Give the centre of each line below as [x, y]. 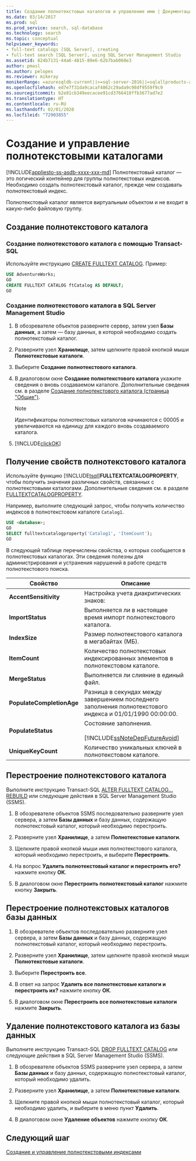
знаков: [95, 600]
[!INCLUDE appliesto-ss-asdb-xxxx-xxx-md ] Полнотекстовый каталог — [94, 173]
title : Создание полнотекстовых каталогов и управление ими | [83, 11]
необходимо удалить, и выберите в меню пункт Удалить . [87, 1108]
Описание [135, 583]
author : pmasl [23, 66]
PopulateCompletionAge [44, 702]
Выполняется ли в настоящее [126, 610]
